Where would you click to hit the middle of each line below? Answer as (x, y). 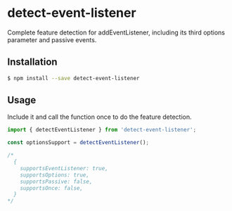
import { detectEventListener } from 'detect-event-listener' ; (102, 130)
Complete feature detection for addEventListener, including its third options (116, 32)
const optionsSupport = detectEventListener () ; (78, 143)
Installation (32, 62)
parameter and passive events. (52, 39)
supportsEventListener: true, (64, 168)
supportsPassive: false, (56, 181)
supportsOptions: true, (55, 175)
